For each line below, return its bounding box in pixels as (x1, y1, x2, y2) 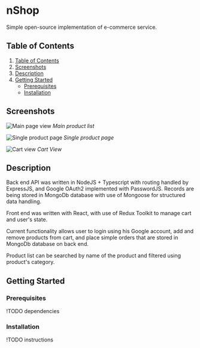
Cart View (37, 145, 62, 153)
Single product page (63, 133, 114, 141)
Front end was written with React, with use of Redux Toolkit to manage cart (6, 210, 192, 217)
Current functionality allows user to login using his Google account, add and (6, 228, 194, 235)
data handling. (6, 198, 42, 205)
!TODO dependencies (6, 308, 60, 315)
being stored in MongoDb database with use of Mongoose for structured (6, 192, 186, 199)
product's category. (6, 258, 55, 266)
